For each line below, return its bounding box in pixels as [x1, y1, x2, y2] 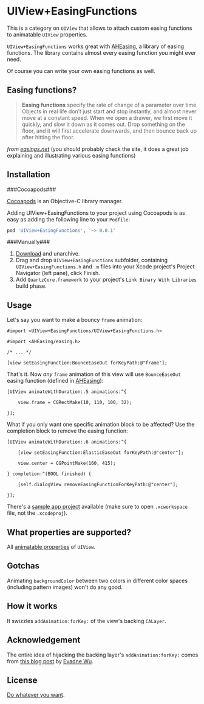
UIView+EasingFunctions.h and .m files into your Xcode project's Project [15, 263, 195, 270]
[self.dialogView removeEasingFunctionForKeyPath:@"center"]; [18, 482, 178, 488]
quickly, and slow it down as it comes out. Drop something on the [21, 120, 186, 128]
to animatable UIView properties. [7, 30, 87, 38]
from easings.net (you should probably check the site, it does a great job [7, 145, 189, 153]
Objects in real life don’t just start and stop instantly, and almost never [21, 108, 197, 115]
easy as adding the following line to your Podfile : [7, 215, 130, 223]
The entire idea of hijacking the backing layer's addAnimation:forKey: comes [7, 651, 199, 658]
